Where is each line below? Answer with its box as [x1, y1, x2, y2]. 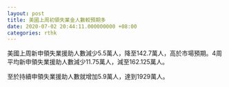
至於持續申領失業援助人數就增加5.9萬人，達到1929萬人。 [7, 72, 169, 81]
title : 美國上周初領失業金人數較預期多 [7, 17, 106, 23]
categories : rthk [7, 29, 57, 37]
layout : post [7, 10, 45, 17]
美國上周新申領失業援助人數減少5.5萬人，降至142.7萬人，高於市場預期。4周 [7, 49, 223, 57]
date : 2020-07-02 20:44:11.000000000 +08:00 [7, 23, 137, 30]
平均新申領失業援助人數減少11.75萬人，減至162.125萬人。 [7, 58, 169, 66]
